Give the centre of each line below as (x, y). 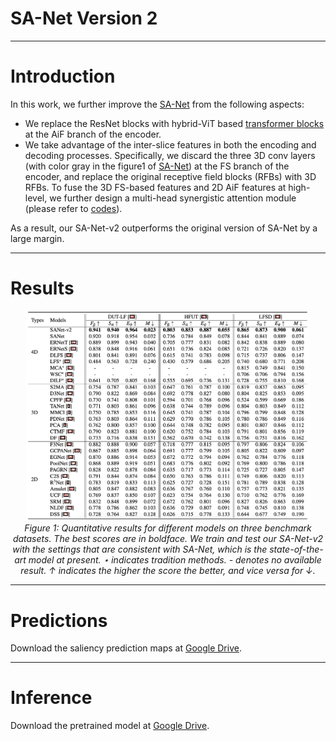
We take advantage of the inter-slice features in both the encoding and (170, 144)
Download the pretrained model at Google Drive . (110, 726)
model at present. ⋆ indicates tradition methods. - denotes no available (175, 560)
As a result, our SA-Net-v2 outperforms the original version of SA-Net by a (164, 228)
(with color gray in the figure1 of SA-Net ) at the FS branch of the (157, 166)
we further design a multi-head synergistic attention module (173, 198)
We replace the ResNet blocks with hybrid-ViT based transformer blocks (174, 123)
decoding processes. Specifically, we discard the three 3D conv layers (170, 155)
